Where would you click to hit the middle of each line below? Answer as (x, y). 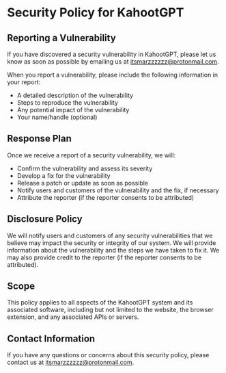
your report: (24, 82)
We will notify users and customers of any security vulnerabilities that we (110, 235)
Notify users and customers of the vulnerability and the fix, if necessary (118, 190)
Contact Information (51, 338)
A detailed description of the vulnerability (75, 95)
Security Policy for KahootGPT (96, 13)
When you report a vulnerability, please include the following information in (113, 75)
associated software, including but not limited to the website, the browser (110, 310)
